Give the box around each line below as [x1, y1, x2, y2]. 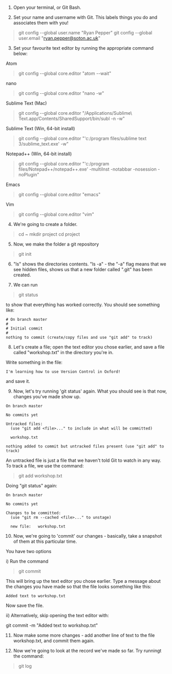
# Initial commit [6, 326, 43, 331]
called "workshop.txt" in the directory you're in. [13, 350, 114, 355]
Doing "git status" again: [6, 483, 58, 488]
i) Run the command [6, 558, 49, 564]
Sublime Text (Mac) [6, 100, 47, 106]
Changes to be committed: [6, 510, 61, 516]
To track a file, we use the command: [6, 463, 84, 468]
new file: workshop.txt [10, 524, 66, 529]
